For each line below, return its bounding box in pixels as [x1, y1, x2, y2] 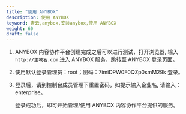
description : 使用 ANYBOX [6, 14, 69, 20]
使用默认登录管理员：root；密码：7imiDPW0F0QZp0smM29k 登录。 [14, 68, 184, 76]
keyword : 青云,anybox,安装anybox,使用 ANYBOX [6, 20, 117, 26]
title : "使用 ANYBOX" [6, 8, 59, 15]
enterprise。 [14, 89, 46, 96]
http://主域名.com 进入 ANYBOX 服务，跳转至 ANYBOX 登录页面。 [14, 56, 178, 63]
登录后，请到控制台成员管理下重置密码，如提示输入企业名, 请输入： [14, 82, 181, 89]
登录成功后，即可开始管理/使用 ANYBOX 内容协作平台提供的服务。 [14, 101, 179, 109]
